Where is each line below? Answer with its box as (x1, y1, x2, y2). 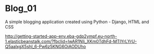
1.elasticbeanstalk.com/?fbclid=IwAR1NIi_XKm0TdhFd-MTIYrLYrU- (5, 38, 137, 44)
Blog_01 (5, 3, 37, 14)
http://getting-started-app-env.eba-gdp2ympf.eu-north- (5, 33, 117, 39)
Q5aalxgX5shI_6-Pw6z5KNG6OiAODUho (5, 43, 86, 49)
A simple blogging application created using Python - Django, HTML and (5, 19, 150, 25)
